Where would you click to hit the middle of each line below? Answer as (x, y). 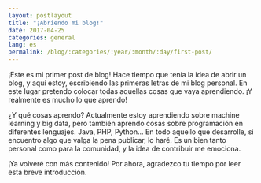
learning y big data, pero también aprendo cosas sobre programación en (126, 123)
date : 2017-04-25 (37, 30)
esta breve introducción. (48, 172)
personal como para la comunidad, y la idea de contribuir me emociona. (125, 148)
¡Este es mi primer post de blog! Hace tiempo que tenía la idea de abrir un (127, 75)
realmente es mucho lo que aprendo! (68, 100)
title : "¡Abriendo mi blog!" (56, 23)
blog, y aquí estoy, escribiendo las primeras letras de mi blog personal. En (128, 83)
